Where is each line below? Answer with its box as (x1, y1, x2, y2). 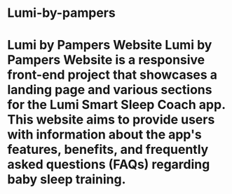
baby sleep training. (7, 172, 126, 188)
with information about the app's (7, 127, 202, 143)
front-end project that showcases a (7, 67, 218, 83)
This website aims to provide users (7, 112, 215, 128)
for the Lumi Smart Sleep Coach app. (7, 97, 226, 113)
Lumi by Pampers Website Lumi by (7, 37, 212, 53)
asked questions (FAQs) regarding (7, 157, 210, 173)
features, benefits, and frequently (7, 142, 209, 157)
